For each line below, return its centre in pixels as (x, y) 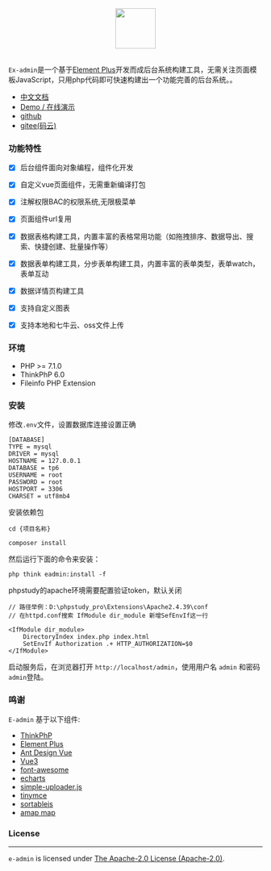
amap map (38, 812)
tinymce (33, 795)
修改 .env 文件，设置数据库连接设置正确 (72, 425)
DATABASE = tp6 (34, 468)
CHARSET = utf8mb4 (39, 496)
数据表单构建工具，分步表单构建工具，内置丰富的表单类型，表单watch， (140, 263)
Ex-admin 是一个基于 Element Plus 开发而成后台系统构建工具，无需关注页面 (129, 69)
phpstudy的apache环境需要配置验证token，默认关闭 (95, 590)
